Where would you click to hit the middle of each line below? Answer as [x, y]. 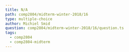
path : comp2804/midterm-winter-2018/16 [47, 14]
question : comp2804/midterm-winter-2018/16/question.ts [64, 28]
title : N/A [16, 10]
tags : [11, 33]
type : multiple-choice [29, 19]
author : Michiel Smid [28, 24]
